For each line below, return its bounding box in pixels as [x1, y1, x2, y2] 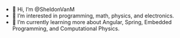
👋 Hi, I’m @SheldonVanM [12, 6, 75, 13]
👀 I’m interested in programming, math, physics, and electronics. [12, 12, 175, 19]
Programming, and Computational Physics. [12, 25, 120, 32]
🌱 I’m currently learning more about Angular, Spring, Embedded [12, 19, 172, 25]
